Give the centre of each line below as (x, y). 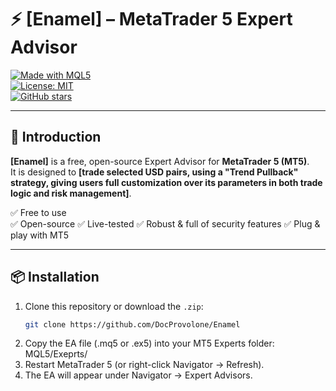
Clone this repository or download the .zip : (114, 306)
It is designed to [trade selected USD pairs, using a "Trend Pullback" (154, 172)
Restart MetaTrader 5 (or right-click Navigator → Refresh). (144, 365)
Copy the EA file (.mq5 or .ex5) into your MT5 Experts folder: (149, 343)
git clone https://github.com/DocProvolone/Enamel (132, 324)
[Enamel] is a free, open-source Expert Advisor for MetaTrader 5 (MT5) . (160, 161)
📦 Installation (55, 277)
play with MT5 (40, 235)
